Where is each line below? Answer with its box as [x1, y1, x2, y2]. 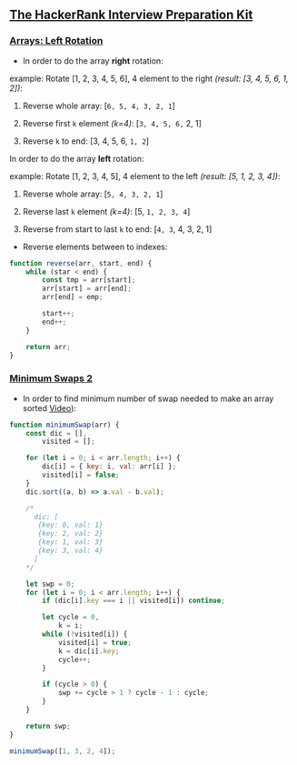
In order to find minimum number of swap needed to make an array [22, 393, 274, 404]
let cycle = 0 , [42, 613, 100, 622]
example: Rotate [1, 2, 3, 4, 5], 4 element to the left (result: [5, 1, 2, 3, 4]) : [9, 170, 281, 181]
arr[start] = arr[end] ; [42, 284, 132, 294]
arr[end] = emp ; [42, 293, 104, 302]
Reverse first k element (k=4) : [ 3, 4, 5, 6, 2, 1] [22, 117, 203, 128]
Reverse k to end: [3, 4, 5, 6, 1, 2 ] [22, 136, 150, 146]
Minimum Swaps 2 [9, 372, 93, 385]
